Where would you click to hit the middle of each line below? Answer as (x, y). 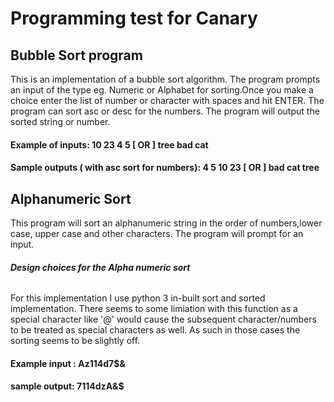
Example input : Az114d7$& (68, 363)
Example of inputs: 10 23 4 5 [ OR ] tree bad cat (109, 144)
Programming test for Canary (134, 18)
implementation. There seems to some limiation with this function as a (154, 309)
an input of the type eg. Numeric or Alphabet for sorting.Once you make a (162, 90)
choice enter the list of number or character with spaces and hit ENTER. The (167, 100)
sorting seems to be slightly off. (75, 341)
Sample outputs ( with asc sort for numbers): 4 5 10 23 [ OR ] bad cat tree (165, 168)
